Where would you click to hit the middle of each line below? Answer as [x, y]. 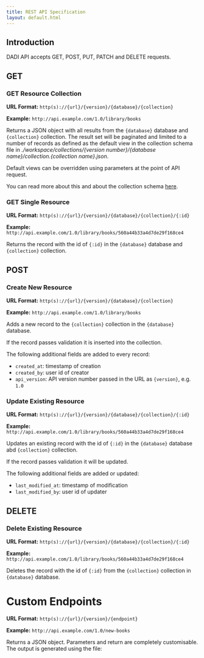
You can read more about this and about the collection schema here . [92, 186]
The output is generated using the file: [54, 648]
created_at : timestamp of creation [58, 366]
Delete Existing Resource [44, 528]
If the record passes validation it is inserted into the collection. [84, 342]
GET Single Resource [38, 202]
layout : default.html [34, 18]
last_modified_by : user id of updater [61, 492]
